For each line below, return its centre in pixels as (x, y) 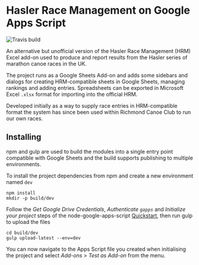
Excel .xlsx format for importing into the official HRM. (72, 94)
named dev (19, 182)
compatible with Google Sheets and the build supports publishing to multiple (99, 158)
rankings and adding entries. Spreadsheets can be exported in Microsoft (95, 88)
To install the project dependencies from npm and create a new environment (100, 176)
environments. (24, 164)
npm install (21, 193)
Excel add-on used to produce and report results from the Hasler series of (97, 57)
